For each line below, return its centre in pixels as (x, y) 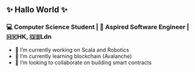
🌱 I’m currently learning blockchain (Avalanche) (73, 56)
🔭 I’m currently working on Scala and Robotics (72, 49)
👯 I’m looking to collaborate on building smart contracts (83, 62)
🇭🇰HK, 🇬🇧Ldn (29, 37)
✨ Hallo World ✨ (37, 10)
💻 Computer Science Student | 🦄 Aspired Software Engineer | (98, 27)
